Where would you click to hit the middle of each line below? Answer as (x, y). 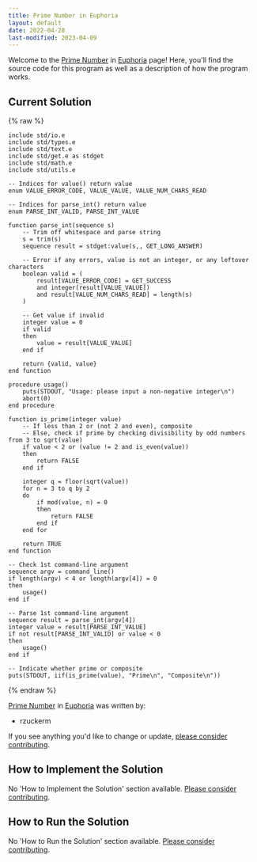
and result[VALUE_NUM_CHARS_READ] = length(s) (115, 295)
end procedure (32, 406)
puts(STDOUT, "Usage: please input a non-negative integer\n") (129, 392)
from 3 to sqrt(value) (45, 440)
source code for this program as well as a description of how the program (128, 69)
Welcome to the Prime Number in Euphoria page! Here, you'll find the (121, 60)
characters (26, 267)
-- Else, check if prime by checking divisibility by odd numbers (134, 433)
